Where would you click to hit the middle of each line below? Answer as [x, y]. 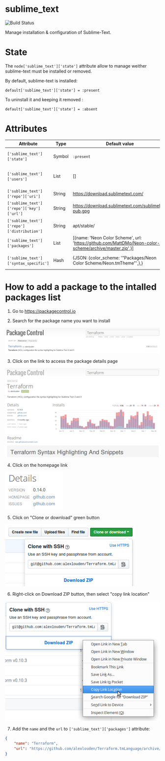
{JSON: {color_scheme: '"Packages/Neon [115, 258]
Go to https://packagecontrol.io [44, 311]
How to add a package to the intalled [81, 287]
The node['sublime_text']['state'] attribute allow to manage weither [76, 66]
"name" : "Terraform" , [36, 744]
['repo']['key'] [24, 209]
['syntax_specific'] [28, 263]
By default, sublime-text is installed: [41, 80]
